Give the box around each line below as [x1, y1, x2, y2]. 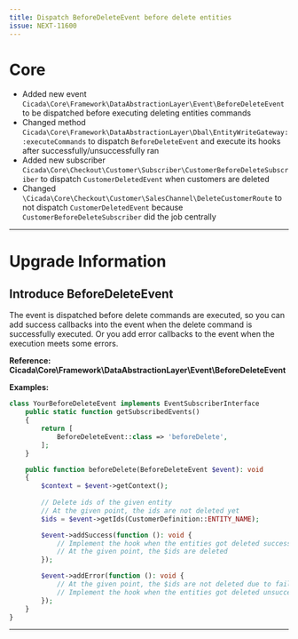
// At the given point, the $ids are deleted [56, 547, 228, 556]
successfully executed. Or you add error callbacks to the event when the [9, 329, 275, 339]
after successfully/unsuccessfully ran [21, 146, 160, 156]
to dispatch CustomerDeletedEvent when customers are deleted [40, 174, 270, 185]
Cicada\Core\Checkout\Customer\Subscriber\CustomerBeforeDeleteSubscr [21, 166, 289, 175]
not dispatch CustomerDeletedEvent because [21, 202, 184, 213]
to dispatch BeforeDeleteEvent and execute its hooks [88, 136, 281, 147]
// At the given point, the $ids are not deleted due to [56, 579, 272, 589]
